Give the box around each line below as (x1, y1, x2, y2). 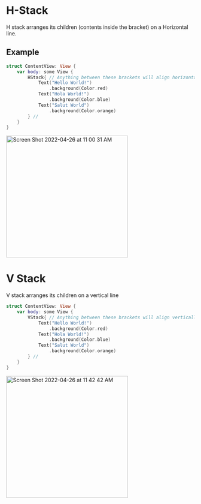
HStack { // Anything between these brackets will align (28, 74, 170, 80)
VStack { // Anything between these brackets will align (28, 314, 170, 320)
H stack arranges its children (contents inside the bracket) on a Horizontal (6, 23, 188, 31)
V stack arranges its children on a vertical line (6, 292, 119, 299)
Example (6, 47, 39, 58)
